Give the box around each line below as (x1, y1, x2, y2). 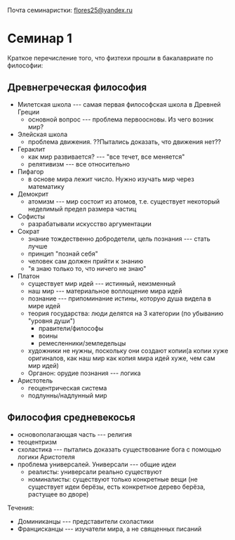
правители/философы (38, 324, 104, 332)
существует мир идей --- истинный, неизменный (27, 279, 176, 287)
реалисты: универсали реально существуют (27, 467, 163, 476)
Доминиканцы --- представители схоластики (17, 517, 154, 525)
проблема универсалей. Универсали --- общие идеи (17, 460, 177, 468)
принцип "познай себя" (27, 249, 98, 258)
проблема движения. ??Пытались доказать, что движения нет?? (27, 137, 222, 146)
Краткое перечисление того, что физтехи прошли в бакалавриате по (7, 53, 214, 62)
